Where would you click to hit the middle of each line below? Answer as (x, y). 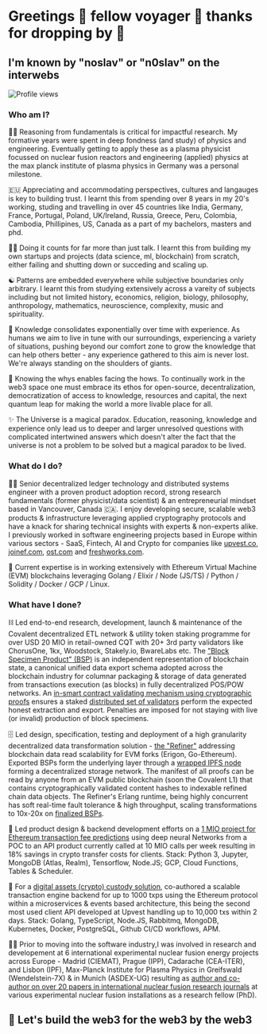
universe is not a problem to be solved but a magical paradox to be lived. (127, 446)
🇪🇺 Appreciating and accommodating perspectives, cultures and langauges (133, 189)
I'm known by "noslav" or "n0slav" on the (114, 62)
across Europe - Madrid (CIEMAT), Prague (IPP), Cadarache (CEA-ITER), (126, 961)
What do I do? (35, 466)
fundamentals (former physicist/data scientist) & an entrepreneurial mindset (132, 500)
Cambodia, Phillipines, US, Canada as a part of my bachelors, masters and (130, 224)
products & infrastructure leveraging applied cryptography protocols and (127, 517)
